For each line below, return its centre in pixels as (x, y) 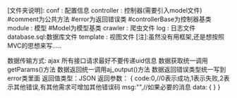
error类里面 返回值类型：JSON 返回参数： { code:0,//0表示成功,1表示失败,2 (115, 78)
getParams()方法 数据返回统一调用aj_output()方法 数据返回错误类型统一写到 (117, 69)
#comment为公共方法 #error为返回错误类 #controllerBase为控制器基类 (109, 19)
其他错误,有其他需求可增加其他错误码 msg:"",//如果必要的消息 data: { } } (117, 87)
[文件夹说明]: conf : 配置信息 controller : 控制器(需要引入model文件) (105, 10)
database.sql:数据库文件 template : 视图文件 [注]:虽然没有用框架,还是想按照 (116, 37)
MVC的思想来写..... (35, 45)
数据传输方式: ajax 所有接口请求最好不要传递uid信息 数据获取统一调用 (108, 61)
